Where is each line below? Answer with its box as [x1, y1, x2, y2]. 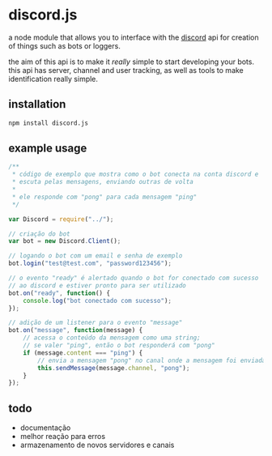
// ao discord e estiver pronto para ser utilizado [8, 281, 186, 289]
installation [8, 97, 66, 111]
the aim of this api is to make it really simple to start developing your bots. [8, 57, 255, 66]
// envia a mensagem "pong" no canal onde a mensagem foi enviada [37, 356, 266, 364]
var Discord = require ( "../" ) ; [8, 215, 114, 224]
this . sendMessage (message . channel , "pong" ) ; [37, 364, 190, 372]
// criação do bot [8, 229, 70, 238]
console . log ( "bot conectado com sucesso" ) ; [23, 296, 172, 305]
